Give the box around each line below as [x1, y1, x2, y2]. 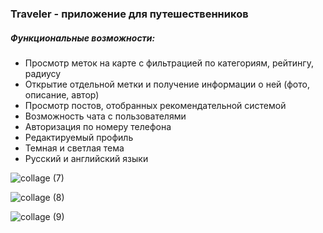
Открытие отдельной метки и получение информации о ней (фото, [24, 78, 310, 90]
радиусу [24, 67, 62, 79]
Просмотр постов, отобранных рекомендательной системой [24, 99, 287, 111]
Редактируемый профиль [24, 131, 134, 143]
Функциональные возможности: [10, 32, 156, 44]
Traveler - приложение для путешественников [10, 7, 249, 21]
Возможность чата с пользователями [24, 110, 187, 122]
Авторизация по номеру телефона [24, 120, 172, 132]
